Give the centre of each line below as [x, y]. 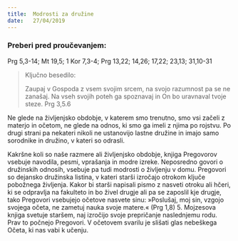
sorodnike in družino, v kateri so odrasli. [66, 140]
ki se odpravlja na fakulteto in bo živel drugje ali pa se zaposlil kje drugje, [115, 192]
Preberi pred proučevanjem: [57, 46]
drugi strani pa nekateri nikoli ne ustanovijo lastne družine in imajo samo [113, 133]
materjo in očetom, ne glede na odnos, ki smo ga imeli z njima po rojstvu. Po [119, 125]
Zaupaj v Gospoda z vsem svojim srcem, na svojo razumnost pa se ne [128, 88]
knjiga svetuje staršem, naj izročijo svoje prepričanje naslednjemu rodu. [112, 215]
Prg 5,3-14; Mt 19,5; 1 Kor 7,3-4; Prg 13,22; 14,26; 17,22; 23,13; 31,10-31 [110, 61]
